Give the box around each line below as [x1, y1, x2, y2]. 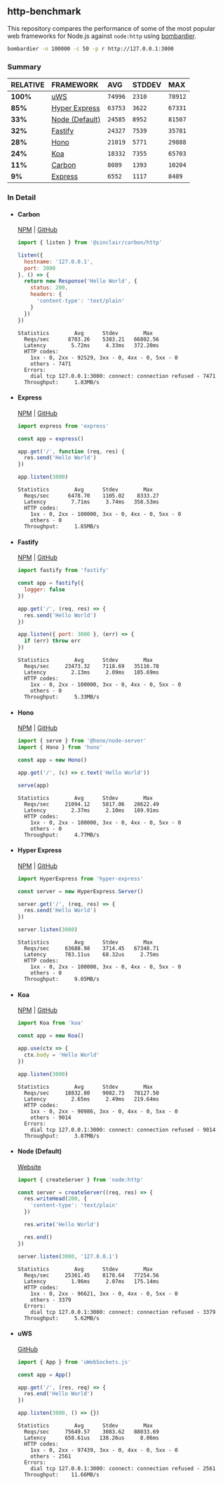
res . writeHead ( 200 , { [24, 1195, 88, 1202]
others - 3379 [30, 1296, 72, 1303]
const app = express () [17, 435, 84, 442]
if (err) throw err [24, 637, 81, 644]
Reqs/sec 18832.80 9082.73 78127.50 [24, 1090, 159, 1097]
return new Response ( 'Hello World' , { [24, 278, 137, 285]
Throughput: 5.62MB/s [24, 1315, 100, 1322]
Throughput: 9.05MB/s [24, 976, 100, 983]
